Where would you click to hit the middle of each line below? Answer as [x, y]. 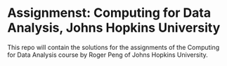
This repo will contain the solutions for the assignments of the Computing [113, 47]
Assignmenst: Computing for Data [109, 13]
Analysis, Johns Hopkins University [114, 28]
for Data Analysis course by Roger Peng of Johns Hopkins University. [108, 55]
